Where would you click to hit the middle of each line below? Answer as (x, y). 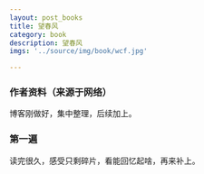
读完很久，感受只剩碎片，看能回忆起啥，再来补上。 (105, 160)
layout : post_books (46, 18)
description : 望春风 (46, 43)
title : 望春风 (34, 26)
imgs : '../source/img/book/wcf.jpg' (78, 51)
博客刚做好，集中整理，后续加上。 (73, 114)
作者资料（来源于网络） (60, 93)
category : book (38, 34)
